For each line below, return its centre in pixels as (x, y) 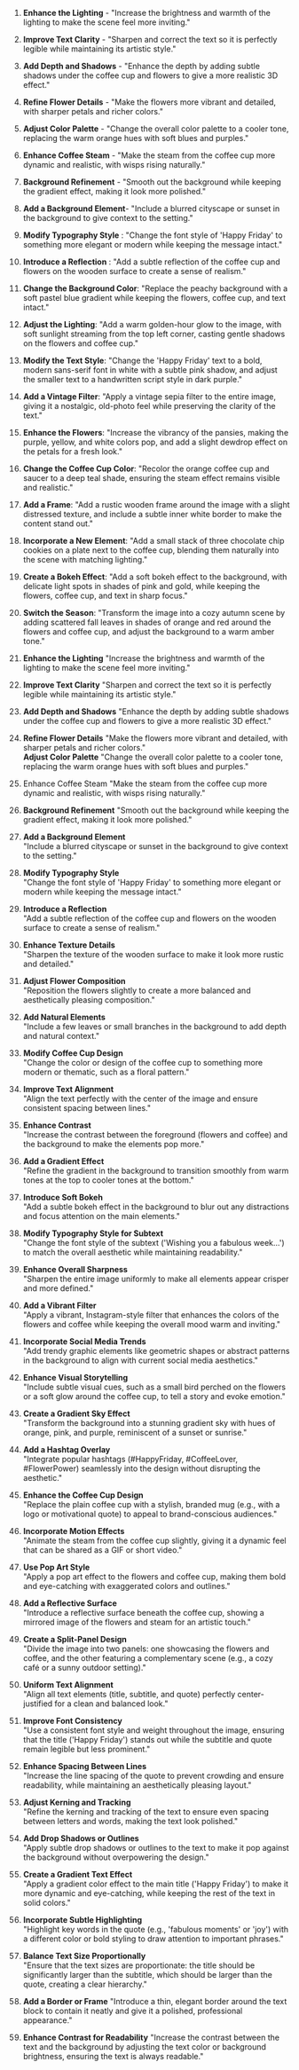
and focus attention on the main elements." (102, 1216)
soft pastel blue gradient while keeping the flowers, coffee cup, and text (154, 298)
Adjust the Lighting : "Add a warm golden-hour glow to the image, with (152, 324)
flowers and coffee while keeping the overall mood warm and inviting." (152, 1324)
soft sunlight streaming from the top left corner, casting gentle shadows (154, 334)
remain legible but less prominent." (87, 1749)
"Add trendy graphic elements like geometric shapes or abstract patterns (156, 1351)
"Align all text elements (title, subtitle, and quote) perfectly (129, 1694)
